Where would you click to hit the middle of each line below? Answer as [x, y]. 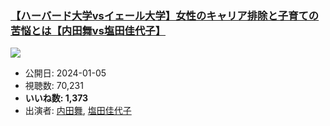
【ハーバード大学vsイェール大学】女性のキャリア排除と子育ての [165, 15]
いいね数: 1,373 [56, 98]
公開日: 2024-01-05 [65, 73]
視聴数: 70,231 [54, 86]
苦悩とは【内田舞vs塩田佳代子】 [88, 30]
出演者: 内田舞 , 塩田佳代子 [78, 111]
